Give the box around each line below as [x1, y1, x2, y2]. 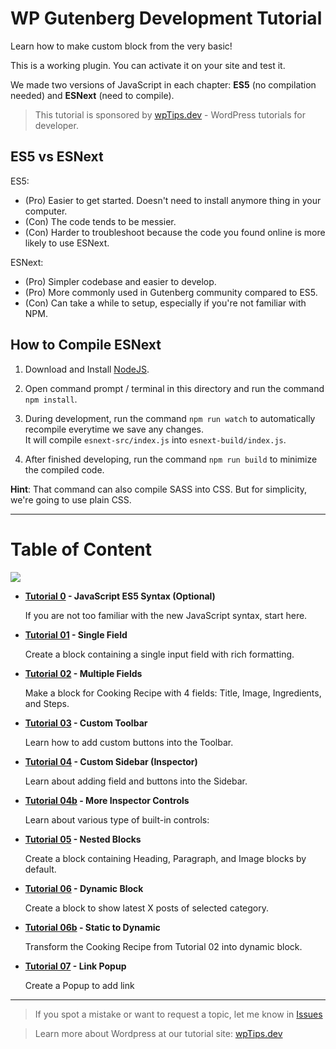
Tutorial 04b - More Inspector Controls [24, 794, 190, 806]
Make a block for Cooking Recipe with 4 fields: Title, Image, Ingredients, [24, 687, 322, 699]
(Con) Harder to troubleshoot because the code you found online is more [24, 226, 326, 238]
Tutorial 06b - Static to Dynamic [24, 921, 161, 933]
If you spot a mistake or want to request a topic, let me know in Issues [34, 1008, 323, 1020]
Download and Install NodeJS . [24, 363, 150, 375]
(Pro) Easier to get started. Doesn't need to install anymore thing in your [24, 194, 322, 206]
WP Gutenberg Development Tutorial [10, 7, 323, 30]
